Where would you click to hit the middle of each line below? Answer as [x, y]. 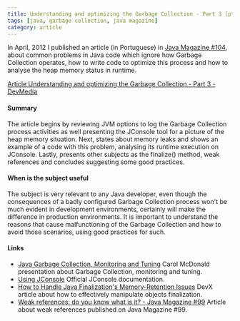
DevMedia [22, 92]
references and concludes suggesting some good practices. [96, 162]
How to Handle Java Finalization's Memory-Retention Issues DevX [115, 287]
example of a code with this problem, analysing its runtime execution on [113, 146]
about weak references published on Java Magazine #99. [102, 309]
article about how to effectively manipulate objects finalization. [110, 294]
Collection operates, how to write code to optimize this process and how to [118, 63]
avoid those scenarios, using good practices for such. [86, 232]
